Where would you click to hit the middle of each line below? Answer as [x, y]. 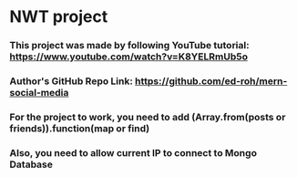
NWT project [59, 17]
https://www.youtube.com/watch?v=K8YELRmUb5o [129, 57]
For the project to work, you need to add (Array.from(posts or [148, 117]
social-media [39, 93]
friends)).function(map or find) [80, 128]
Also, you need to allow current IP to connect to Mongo [133, 152]
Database [31, 164]
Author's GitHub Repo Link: [72, 81]
